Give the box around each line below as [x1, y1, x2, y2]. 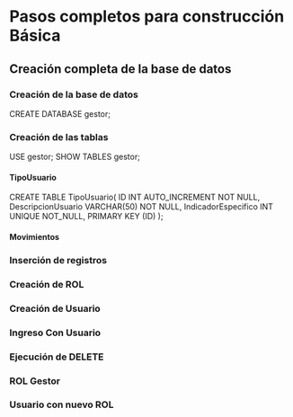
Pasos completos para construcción [9, 6, 285, 27]
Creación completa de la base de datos [9, 61, 232, 76]
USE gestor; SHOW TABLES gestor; [9, 151, 141, 163]
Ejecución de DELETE [9, 350, 104, 363]
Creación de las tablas [9, 130, 109, 143]
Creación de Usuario [9, 302, 101, 315]
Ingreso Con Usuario [9, 326, 102, 339]
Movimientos [9, 231, 60, 242]
